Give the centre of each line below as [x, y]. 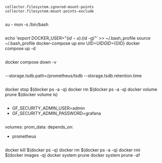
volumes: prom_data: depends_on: [39, 127]
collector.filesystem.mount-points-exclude [50, 11]
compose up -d [20, 48]
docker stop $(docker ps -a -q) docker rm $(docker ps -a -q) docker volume [81, 89]
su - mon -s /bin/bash [27, 24]
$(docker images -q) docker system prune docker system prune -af [73, 155]
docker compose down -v [31, 62]
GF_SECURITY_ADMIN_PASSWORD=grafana [57, 113]
